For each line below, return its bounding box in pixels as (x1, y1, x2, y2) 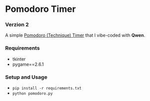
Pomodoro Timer (5, 3, 76, 15)
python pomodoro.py (12, 91, 53, 96)
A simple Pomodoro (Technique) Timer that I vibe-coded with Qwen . (5, 32, 146, 38)
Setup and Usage (5, 73, 48, 80)
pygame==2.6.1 (12, 61, 44, 67)
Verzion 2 (5, 21, 29, 28)
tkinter (12, 56, 26, 62)
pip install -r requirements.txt (12, 86, 82, 91)
